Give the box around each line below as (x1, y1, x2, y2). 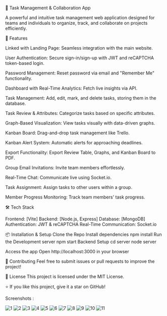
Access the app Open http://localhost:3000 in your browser (5, 249, 130, 254)
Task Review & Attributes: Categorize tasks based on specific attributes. (5, 110, 155, 116)
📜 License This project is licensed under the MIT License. (5, 273, 125, 280)
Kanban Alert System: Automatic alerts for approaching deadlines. (5, 140, 143, 145)
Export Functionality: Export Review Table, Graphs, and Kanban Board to (5, 149, 156, 155)
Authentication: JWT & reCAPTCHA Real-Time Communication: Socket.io (5, 221, 157, 227)
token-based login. (5, 60, 44, 66)
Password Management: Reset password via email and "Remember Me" (5, 70, 155, 76)
